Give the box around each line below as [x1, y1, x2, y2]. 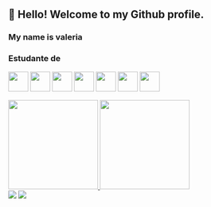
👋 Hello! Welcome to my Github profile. [8, 8, 205, 21]
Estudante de [8, 53, 61, 64]
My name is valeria [8, 32, 83, 43]
